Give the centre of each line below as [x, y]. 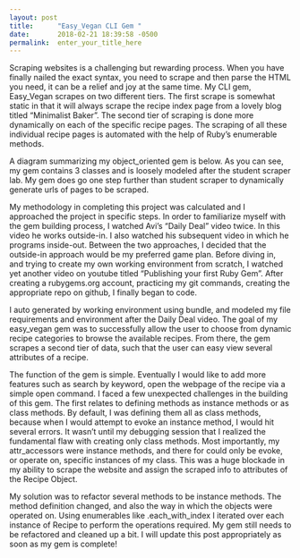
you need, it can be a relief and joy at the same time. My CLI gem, [130, 87]
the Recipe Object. [43, 479]
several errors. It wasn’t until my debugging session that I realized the [137, 432]
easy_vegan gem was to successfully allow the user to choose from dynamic [150, 329]
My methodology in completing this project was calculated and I [128, 207]
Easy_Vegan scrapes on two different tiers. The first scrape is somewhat [142, 97]
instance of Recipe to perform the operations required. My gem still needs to [150, 525]
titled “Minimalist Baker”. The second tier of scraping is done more [132, 115]
